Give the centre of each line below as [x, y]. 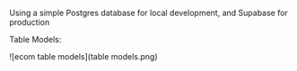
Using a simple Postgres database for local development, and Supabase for [149, 13]
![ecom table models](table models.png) [84, 56]
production [30, 22]
